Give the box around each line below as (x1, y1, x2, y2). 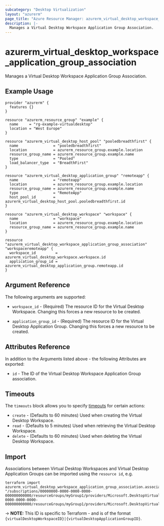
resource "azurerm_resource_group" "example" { (5, 117, 104, 123)
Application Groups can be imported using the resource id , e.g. (5, 471, 133, 477)
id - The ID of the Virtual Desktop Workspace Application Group (12, 371, 141, 376)
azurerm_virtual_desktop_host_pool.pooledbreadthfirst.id (5, 199, 125, 204)
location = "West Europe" (9, 126, 62, 131)
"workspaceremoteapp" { (5, 246, 54, 251)
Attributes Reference (5, 343, 70, 351)
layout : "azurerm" (5, 12, 42, 17)
